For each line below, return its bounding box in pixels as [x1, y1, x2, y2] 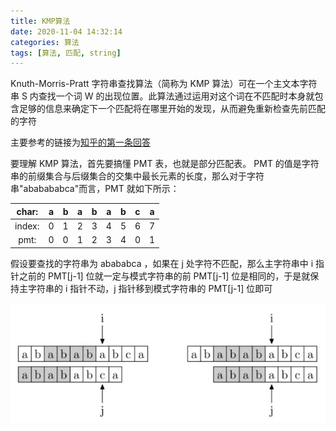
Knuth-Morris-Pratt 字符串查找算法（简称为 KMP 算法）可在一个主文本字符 [10, 78, 318, 90]
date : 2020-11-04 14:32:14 [10, 26, 123, 37]
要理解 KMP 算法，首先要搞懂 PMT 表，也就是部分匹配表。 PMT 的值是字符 [10, 158, 320, 170]
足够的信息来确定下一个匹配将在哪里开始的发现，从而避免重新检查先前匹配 [18, 103, 326, 115]
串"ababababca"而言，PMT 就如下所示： [10, 183, 180, 195]
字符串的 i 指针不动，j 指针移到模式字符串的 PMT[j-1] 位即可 [27, 282, 273, 294]
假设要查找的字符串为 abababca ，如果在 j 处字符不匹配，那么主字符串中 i [10, 257, 314, 269]
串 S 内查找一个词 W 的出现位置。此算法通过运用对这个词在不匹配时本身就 [10, 90, 315, 102]
